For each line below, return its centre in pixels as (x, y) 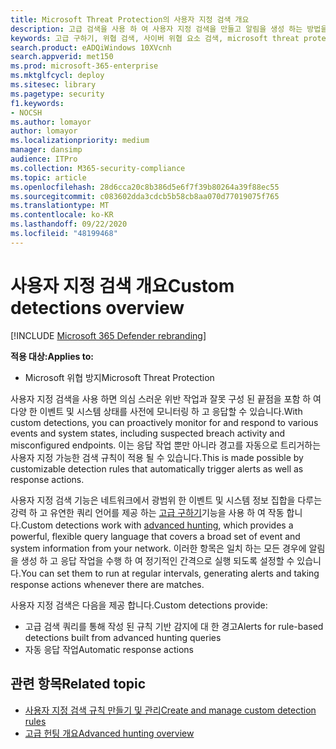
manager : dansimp (46, 150)
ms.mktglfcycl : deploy (57, 76)
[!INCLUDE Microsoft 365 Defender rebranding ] (108, 335)
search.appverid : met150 (62, 57)
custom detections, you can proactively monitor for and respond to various (164, 422)
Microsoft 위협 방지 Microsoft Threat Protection (119, 377)
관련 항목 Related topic (78, 684)
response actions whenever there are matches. (107, 584)
